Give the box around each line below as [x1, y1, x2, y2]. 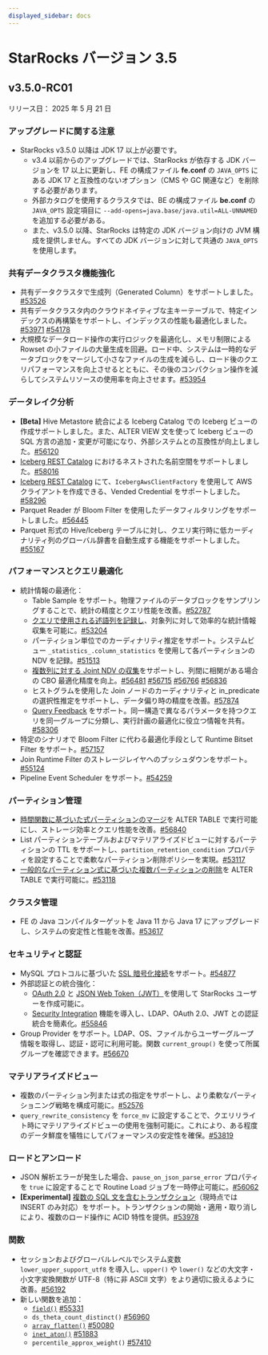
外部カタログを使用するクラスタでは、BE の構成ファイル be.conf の [31, 195, 256, 205]
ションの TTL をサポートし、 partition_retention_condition [26, 845, 226, 854]
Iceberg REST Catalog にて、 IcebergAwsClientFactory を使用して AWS [19, 477, 253, 486]
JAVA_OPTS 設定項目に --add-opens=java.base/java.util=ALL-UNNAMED [31, 205, 258, 215]
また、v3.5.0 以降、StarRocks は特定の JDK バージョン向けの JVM [31, 225, 251, 235]
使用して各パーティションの [164, 645, 255, 655]
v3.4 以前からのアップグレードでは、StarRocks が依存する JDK [31, 155, 241, 164]
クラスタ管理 [8, 897, 58, 908]
